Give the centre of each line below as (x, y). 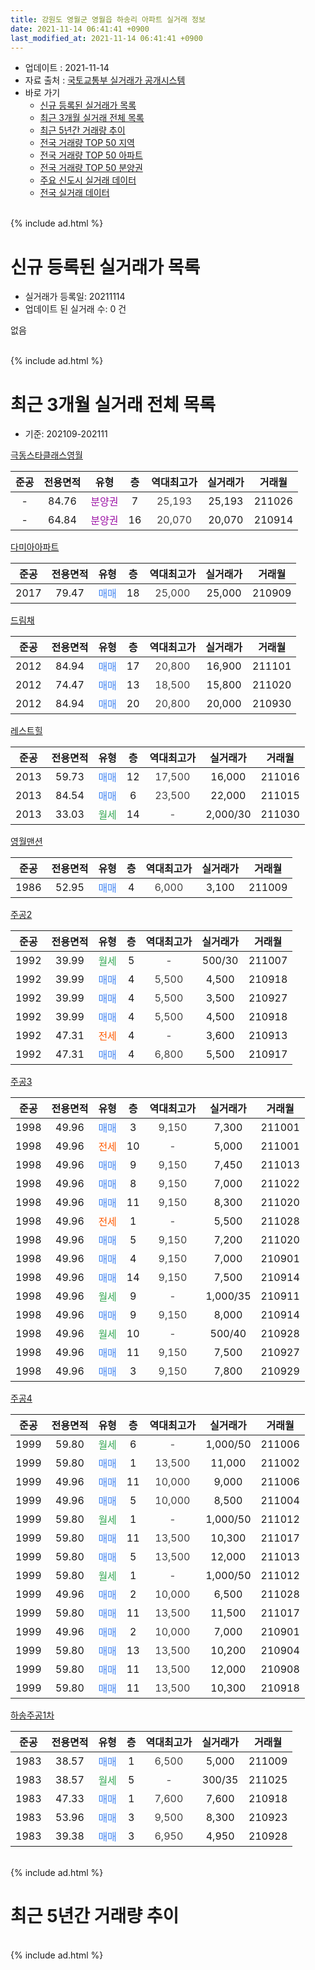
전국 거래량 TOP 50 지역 (87, 143)
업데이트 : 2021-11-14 (67, 68)
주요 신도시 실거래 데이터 (88, 180)
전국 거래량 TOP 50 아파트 (91, 155)
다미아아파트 (35, 547)
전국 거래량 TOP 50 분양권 (91, 168)
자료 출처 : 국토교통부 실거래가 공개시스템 (105, 80)
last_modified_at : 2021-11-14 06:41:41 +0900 (106, 38)
